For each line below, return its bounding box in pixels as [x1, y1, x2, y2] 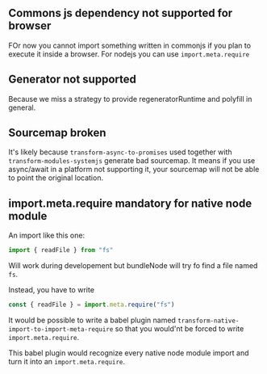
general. [8, 103, 36, 112]
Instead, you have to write [8, 285, 95, 295]
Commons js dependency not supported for [8, 6, 233, 20]
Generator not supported [8, 73, 137, 86]
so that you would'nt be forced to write [115, 324, 244, 334]
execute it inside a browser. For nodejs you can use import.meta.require [8, 48, 250, 59]
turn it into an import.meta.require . [8, 357, 126, 366]
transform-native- [177, 317, 240, 325]
